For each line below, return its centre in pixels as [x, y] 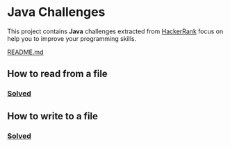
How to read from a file [57, 74]
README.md [25, 52]
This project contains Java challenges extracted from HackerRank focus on [115, 31]
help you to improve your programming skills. [72, 38]
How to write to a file [53, 116]
